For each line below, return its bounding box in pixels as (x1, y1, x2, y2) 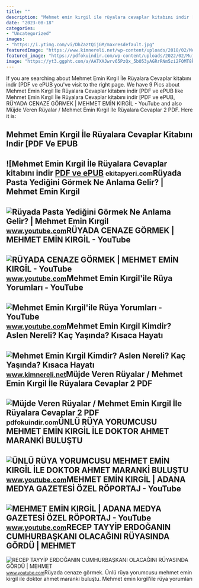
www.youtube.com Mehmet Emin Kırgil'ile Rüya (6, 273, 173, 283)
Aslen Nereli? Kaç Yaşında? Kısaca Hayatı (6, 330, 163, 341)
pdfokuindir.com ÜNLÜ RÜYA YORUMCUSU (6, 417, 158, 427)
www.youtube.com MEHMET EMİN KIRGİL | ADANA (6, 474, 186, 484)
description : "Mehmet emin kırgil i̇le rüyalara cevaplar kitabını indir (6, 14, 190, 20)
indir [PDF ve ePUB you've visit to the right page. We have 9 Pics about (6, 81, 180, 88)
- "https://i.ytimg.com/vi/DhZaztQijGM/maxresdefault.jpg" (6, 42, 155, 48)
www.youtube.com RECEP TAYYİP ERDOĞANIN (6, 522, 171, 532)
